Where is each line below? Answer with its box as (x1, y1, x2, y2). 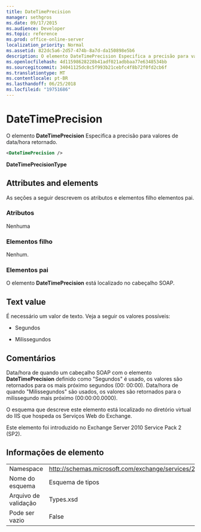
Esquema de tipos (48, 478, 100, 486)
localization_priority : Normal (6, 42, 84, 48)
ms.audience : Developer (6, 25, 66, 32)
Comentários (6, 353, 56, 363)
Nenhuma (6, 222, 31, 230)
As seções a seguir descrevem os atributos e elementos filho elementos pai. (6, 194, 194, 201)
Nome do (9, 474, 35, 482)
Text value (6, 296, 46, 307)
